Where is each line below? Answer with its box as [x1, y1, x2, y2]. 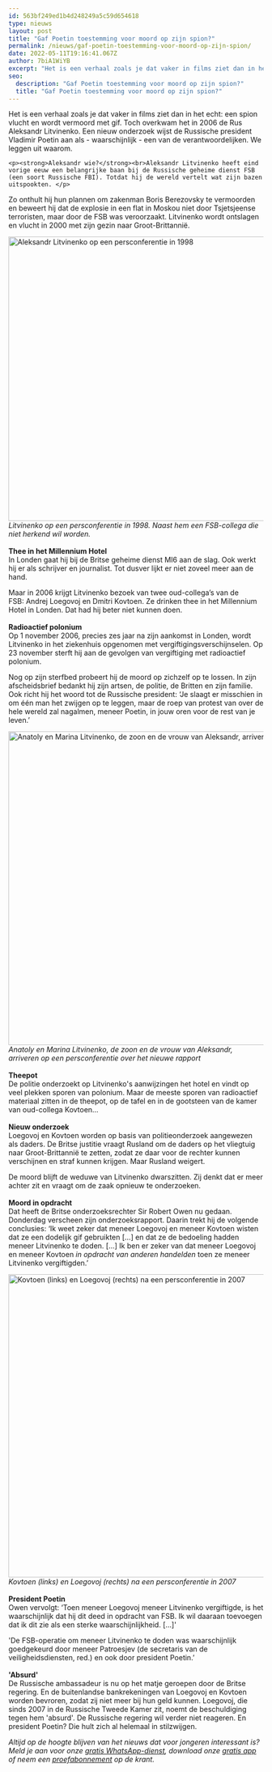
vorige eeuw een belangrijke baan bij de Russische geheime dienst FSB [8, 167, 255, 175]
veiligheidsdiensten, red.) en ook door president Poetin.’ [8, 1653, 195, 1663]
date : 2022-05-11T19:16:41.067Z [8, 49, 117, 57]
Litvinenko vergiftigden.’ [8, 1258, 89, 1268]
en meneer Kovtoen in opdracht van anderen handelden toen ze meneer [8, 1250, 250, 1260]
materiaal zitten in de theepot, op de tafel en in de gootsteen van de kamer [8, 1096, 257, 1106]
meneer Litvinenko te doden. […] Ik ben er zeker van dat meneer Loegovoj [8, 1241, 257, 1251]
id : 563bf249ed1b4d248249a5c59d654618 [8, 11, 139, 20]
